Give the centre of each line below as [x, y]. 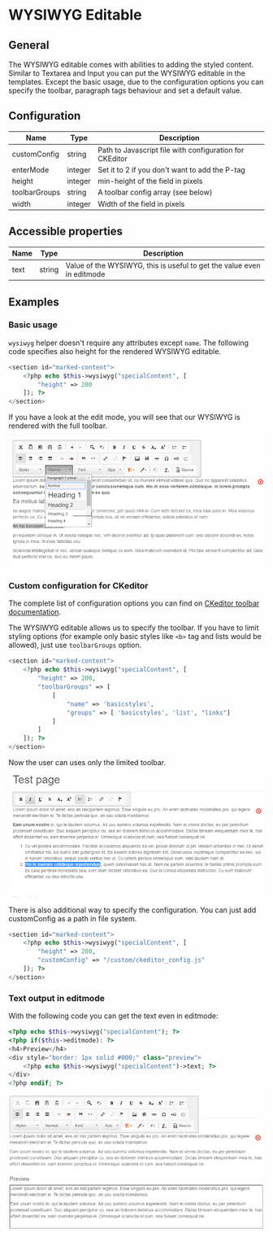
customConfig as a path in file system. [73, 918]
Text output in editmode [57, 998]
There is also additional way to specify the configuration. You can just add [132, 910]
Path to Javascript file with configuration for [171, 150]
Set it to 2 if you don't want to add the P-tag [171, 169]
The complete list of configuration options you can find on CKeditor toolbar [134, 603]
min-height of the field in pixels [150, 182]
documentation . [35, 612]
